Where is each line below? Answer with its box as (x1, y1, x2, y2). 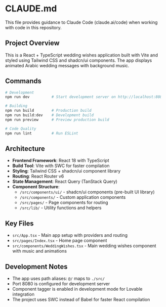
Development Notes (5, 263, 68, 271)
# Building (5, 103, 28, 109)
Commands (5, 77, 42, 86)
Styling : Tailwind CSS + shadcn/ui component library (12, 168, 121, 174)
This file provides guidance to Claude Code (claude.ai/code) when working (5, 19, 158, 25)
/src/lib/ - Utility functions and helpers (19, 205, 102, 211)
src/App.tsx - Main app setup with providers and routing (12, 232, 127, 238)
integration (12, 291, 35, 297)
